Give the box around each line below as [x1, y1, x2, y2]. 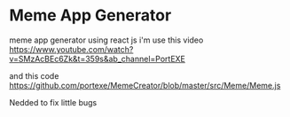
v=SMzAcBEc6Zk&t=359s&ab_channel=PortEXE [9, 53, 186, 64]
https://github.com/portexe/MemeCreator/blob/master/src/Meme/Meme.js [9, 80, 281, 90]
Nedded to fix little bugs [9, 97, 98, 107]
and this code [9, 70, 59, 81]
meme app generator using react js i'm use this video [9, 35, 204, 45]
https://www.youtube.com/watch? [9, 43, 134, 54]
